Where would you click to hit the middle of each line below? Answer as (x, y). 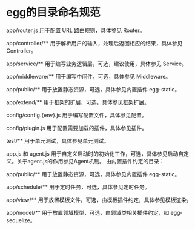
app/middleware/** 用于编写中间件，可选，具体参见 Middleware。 (89, 76)
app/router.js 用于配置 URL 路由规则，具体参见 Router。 (76, 30)
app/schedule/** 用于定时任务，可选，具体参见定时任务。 (78, 187)
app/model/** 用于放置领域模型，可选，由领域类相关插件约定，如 (88, 212)
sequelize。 (21, 220)
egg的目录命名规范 (54, 12)
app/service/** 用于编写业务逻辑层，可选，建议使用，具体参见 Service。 (97, 64)
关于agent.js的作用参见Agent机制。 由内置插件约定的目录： (91, 161)
